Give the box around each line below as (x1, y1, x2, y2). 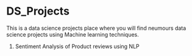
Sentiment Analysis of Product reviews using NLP (15, 43, 140, 50)
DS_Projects (6, 4, 70, 18)
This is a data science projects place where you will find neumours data (6, 24, 187, 32)
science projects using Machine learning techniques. (6, 30, 139, 38)
